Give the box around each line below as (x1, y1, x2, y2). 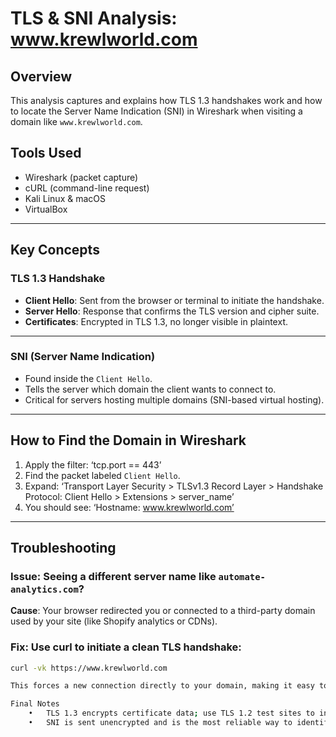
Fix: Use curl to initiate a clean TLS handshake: (10, 640, 242, 654)
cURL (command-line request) (24, 182, 150, 194)
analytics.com (10, 583, 79, 595)
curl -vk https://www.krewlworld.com (10, 663, 168, 673)
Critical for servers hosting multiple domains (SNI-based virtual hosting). (24, 393, 325, 406)
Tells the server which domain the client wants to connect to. (24, 383, 277, 395)
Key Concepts (10, 242, 100, 259)
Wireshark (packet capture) (24, 171, 139, 183)
